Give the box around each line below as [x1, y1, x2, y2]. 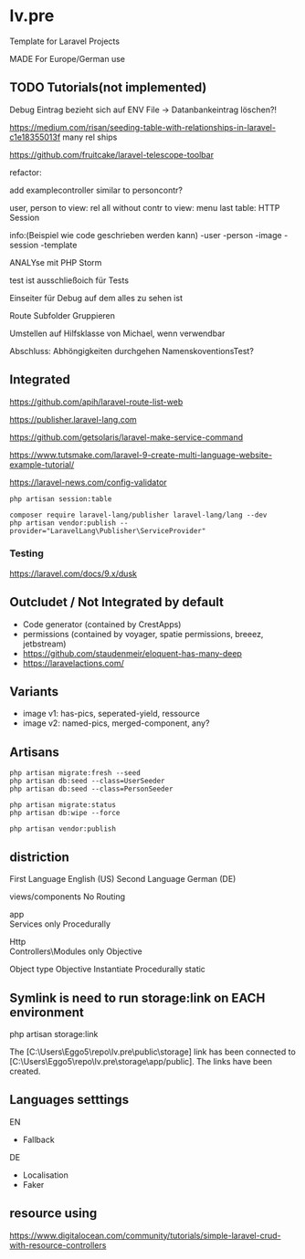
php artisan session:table [9, 494, 112, 503]
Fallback [22, 1134, 55, 1145]
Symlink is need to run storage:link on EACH [9, 990, 266, 1005]
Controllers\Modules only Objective [9, 946, 143, 957]
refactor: [9, 166, 43, 178]
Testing [9, 547, 44, 560]
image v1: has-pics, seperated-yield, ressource [22, 708, 201, 719]
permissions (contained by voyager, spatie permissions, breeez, [22, 628, 264, 639]
